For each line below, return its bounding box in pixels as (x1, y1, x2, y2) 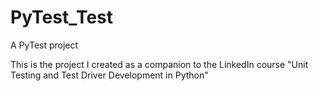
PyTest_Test (10, 6, 114, 29)
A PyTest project (10, 39, 79, 51)
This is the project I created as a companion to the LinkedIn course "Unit (10, 58, 309, 70)
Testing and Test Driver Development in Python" (10, 69, 209, 81)
